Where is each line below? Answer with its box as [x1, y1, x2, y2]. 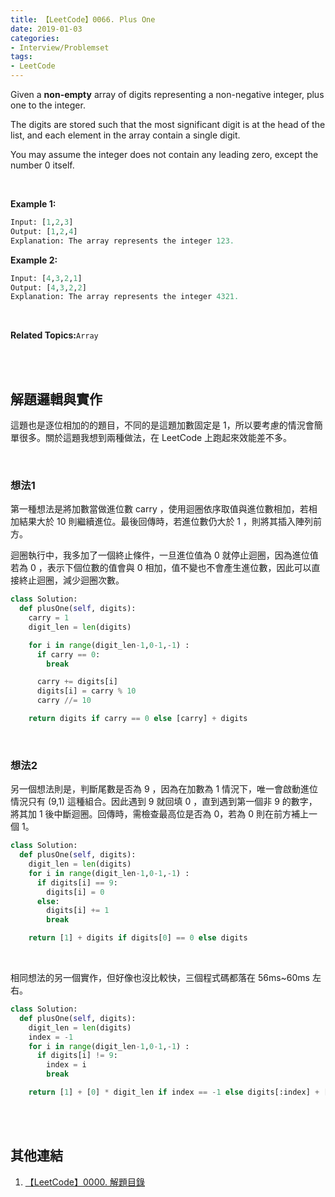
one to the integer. [10, 99, 86, 111]
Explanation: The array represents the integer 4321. [10, 292, 240, 302]
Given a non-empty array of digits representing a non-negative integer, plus [10, 89, 325, 100]
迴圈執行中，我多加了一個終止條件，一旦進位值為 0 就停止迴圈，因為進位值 [10, 549, 319, 561]
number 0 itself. [10, 159, 75, 171]
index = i [46, 1060, 87, 1070]
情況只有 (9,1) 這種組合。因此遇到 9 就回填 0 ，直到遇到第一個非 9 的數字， [10, 796, 318, 808]
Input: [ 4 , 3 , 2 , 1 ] [10, 273, 83, 283]
